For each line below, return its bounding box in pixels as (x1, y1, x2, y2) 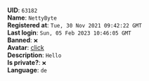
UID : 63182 (7, 6, 38, 14)
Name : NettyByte (7, 13, 58, 22)
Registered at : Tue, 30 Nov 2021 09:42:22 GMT (7, 21, 142, 29)
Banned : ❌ (7, 36, 39, 44)
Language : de (7, 66, 47, 74)
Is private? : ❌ (7, 58, 47, 66)
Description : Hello (7, 51, 62, 59)
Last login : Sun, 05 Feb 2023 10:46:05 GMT (7, 28, 131, 37)
